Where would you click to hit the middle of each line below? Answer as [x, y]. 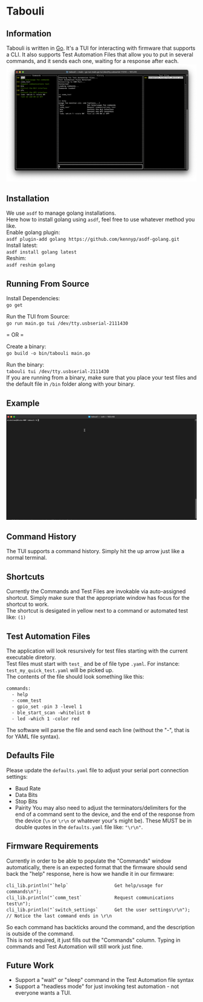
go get [14, 305]
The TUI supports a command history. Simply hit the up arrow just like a [95, 551]
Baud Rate [28, 788]
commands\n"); [24, 892]
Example [23, 403]
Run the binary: [25, 365]
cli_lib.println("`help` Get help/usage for [85, 886]
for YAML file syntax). [33, 737]
